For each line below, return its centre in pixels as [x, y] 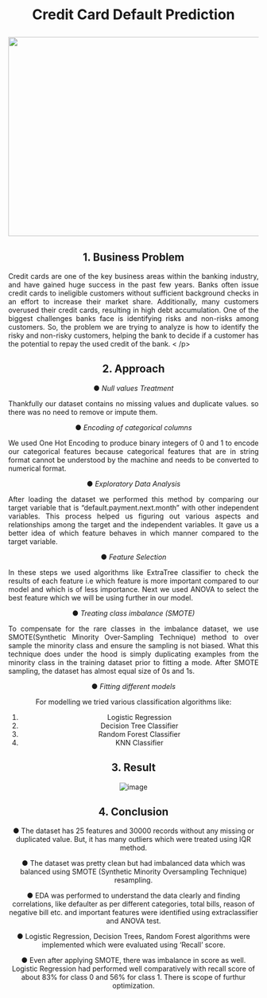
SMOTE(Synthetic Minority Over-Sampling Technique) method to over [133, 637]
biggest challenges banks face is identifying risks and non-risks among [133, 319]
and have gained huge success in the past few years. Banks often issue [133, 285]
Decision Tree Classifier [139, 726]
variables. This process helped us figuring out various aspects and [133, 516]
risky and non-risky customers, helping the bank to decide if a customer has [133, 335]
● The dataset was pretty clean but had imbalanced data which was [133, 863]
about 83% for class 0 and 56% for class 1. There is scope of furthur [133, 977]
